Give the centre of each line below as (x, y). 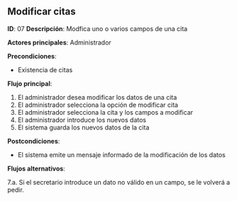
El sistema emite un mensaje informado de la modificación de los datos (121, 154)
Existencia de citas (45, 69)
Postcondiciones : (34, 141)
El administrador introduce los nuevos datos (82, 120)
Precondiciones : (32, 56)
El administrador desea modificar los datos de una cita (97, 97)
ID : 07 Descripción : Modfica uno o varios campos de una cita (98, 28)
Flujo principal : (30, 84)
